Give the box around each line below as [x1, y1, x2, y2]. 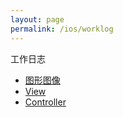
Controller [24, 96, 67, 108]
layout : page [10, 14, 65, 25]
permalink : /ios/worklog [10, 24, 114, 34]
